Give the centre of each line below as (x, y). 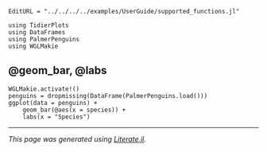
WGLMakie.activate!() (44, 89)
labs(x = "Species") (56, 117)
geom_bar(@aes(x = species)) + (74, 110)
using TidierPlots (39, 25)
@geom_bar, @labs (58, 70)
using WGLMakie (33, 46)
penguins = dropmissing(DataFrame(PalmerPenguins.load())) (108, 95)
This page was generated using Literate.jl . (77, 138)
